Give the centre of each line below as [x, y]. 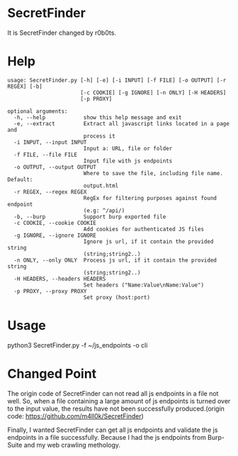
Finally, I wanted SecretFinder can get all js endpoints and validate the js [113, 430]
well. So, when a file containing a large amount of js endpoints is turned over [119, 401]
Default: [20, 179]
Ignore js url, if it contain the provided [148, 241]
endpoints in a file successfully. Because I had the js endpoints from [107, 437]
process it [99, 136]
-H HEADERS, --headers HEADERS [60, 279]
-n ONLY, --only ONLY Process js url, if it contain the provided [115, 260]
